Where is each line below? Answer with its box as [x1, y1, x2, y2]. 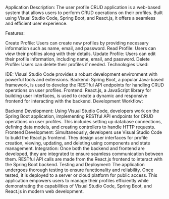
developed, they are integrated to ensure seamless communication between [5, 151, 163, 157]
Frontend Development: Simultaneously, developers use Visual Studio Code [5, 129, 162, 135]
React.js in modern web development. [5, 188, 84, 194]
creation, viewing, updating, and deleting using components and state [5, 140, 150, 146]
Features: [5, 30, 25, 36]
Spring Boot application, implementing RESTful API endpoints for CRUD [5, 113, 154, 119]
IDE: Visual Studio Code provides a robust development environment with [5, 71, 158, 77]
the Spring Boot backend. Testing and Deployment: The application [5, 162, 145, 167]
